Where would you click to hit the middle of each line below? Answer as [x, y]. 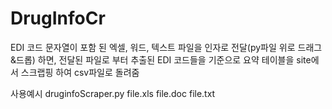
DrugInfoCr [58, 18]
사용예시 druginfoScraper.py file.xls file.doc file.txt [113, 93]
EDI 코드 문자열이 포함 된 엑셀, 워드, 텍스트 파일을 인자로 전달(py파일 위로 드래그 [166, 47]
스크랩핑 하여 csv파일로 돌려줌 [80, 72]
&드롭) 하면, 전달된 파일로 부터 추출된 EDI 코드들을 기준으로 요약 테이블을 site [161, 59]
